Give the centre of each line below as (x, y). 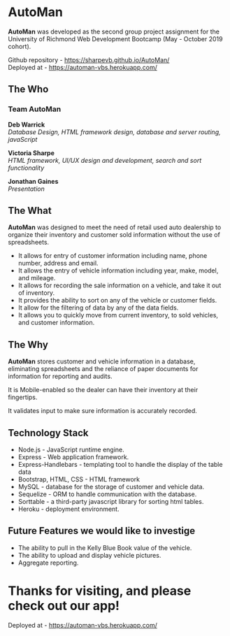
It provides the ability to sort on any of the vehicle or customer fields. (117, 301)
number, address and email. (58, 263)
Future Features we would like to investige (102, 531)
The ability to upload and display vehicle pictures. (89, 555)
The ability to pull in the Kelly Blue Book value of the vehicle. (105, 548)
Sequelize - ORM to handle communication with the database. (107, 494)
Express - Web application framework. (73, 457)
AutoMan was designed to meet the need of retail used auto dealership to (115, 227)
